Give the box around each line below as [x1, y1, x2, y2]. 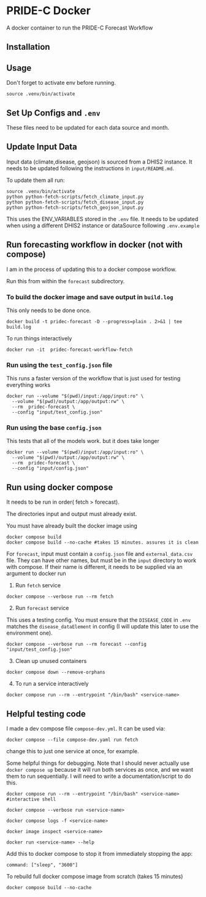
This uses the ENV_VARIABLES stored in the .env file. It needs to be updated [6, 215, 199, 222]
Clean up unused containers [15, 657, 87, 665]
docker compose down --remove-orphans [6, 669, 105, 676]
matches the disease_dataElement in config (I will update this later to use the [6, 623, 199, 630]
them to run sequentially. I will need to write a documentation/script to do [6, 772, 191, 780]
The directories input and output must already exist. [6, 511, 137, 518]
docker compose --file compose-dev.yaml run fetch [6, 737, 139, 743]
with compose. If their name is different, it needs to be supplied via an [6, 563, 183, 571]
